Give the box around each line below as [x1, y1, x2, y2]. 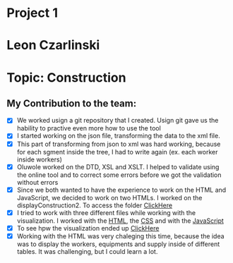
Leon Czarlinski [6, 37, 100, 54]
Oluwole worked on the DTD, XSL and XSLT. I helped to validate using [16, 162, 220, 171]
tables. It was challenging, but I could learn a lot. [16, 247, 158, 255]
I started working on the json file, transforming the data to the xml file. [16, 132, 220, 140]
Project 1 [6, 5, 58, 21]
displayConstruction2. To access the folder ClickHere [16, 201, 173, 209]
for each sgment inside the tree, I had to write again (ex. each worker [16, 147, 218, 156]
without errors [16, 178, 59, 186]
